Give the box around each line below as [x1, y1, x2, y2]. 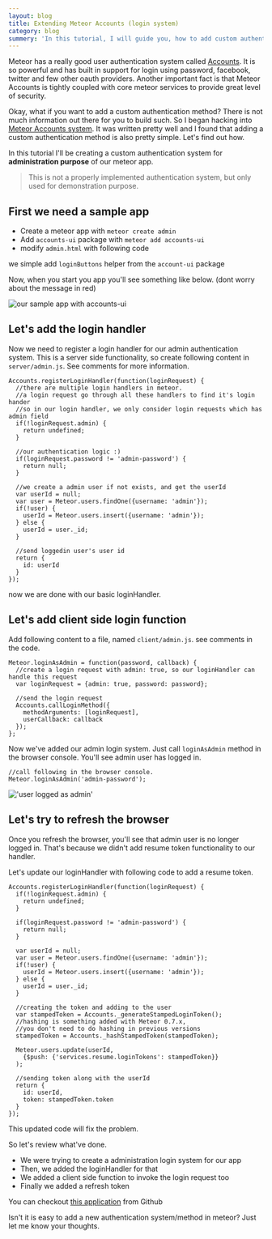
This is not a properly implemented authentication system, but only [28, 172, 252, 182]
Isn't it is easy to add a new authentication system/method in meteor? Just [8, 1212, 257, 1222]
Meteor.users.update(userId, [15, 1045, 114, 1054]
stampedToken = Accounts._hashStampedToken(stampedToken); [15, 1032, 219, 1040]
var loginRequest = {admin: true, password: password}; [15, 679, 208, 688]
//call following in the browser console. [8, 768, 154, 776]
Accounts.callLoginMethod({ [15, 701, 111, 709]
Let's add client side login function [8, 613, 187, 627]
